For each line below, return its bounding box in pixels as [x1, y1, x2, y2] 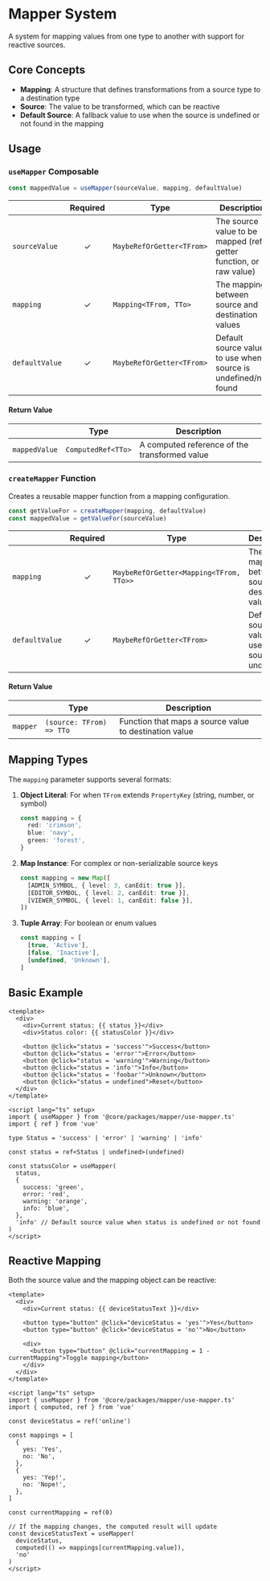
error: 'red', [22, 1190, 70, 1198]
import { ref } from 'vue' [8, 1120, 99, 1128]
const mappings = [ [8, 1432, 74, 1440]
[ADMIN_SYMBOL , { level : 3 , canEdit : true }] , [27, 881, 186, 889]
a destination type [19, 93, 80, 103]
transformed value [139, 449, 209, 460]
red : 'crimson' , [27, 821, 82, 830]
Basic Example [8, 986, 84, 1000]
